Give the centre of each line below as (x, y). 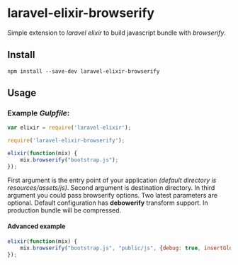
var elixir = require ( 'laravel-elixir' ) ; (69, 128)
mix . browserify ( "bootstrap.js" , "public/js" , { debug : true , (110, 248)
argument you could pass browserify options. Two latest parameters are (113, 195)
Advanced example (36, 226)
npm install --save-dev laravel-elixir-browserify (84, 71)
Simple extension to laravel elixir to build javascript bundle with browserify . (117, 33)
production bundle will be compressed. (64, 210)
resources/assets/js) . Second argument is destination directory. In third (111, 187)
